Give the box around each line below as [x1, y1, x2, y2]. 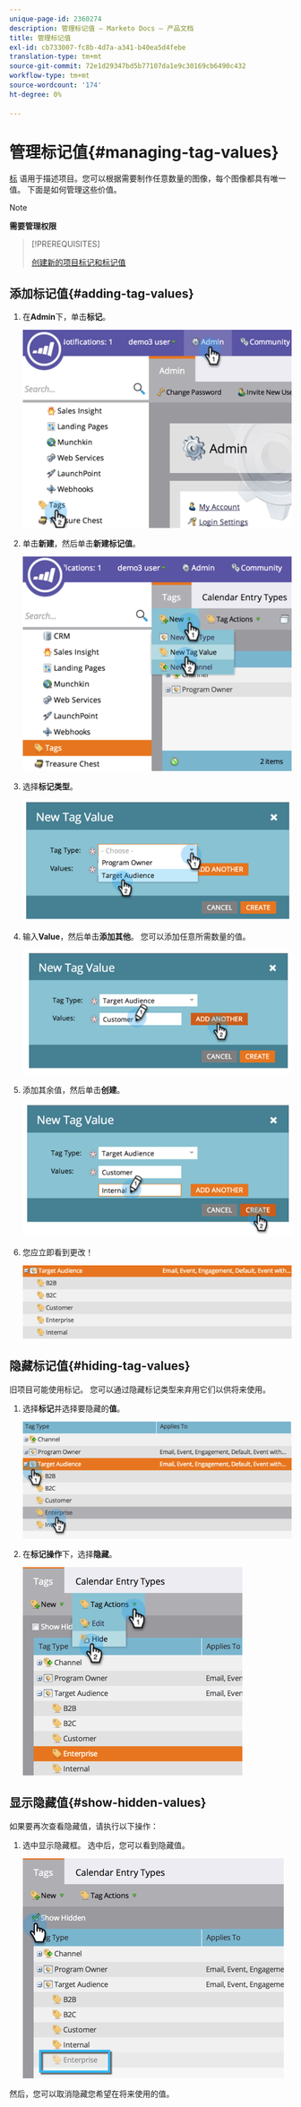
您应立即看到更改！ [21, 1247, 94, 1258]
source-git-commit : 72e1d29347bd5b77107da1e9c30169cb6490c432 [9, 62, 246, 71]
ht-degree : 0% [9, 90, 63, 99]
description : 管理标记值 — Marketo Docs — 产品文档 [9, 23, 194, 33]
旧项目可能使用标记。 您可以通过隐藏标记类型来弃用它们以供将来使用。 [9, 1384, 271, 1395]
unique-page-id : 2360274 [9, 14, 102, 23]
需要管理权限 [9, 220, 56, 232]
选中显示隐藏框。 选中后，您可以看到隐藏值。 [21, 1839, 190, 1850]
